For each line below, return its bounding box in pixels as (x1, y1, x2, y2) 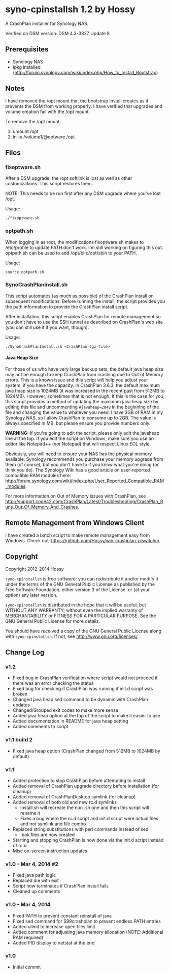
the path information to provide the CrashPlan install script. (5, 303, 128, 310)
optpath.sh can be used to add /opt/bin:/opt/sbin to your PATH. (5, 249, 137, 256)
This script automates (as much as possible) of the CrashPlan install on (5, 293, 154, 299)
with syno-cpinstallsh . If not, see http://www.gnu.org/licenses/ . (5, 633, 139, 639)
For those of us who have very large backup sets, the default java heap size (5, 366, 164, 372)
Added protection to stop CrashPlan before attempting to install (12, 777, 146, 784)
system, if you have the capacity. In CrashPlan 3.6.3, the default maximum (5, 382, 160, 388)
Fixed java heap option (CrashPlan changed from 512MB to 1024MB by (12, 747, 161, 754)
